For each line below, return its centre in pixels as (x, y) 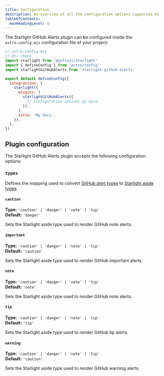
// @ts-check (18, 56)
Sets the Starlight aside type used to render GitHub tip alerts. (67, 332)
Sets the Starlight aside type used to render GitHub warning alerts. (72, 368)
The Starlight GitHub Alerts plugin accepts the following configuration (75, 156)
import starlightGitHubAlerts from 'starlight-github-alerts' (70, 70)
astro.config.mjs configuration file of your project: (57, 43)
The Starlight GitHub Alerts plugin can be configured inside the (69, 37)
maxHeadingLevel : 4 (29, 23)
